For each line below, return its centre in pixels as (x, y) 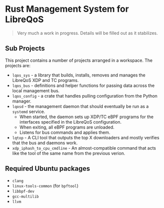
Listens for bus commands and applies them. (65, 132)
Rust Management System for (67, 9)
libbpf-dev (23, 191)
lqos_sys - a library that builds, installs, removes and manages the (79, 75)
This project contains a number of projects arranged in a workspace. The (79, 60)
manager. (22, 101)
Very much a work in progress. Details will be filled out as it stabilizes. (87, 33)
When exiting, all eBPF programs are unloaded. (67, 127)
